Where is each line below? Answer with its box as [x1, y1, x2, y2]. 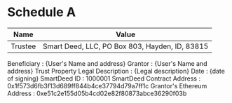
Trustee [11, 41, 36, 51]
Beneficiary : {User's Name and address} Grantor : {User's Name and [7, 59, 207, 67]
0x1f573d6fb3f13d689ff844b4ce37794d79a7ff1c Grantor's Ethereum [7, 81, 207, 90]
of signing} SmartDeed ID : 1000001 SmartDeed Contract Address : [7, 74, 201, 83]
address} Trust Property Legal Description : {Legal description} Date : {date [7, 67, 226, 75]
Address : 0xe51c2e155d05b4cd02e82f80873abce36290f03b [7, 89, 187, 97]
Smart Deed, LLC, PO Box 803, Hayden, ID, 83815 [43, 41, 209, 51]
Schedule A [7, 4, 76, 20]
